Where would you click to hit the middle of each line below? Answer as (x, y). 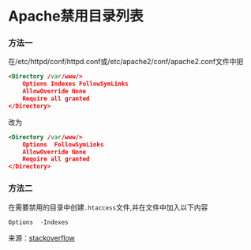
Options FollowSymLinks (63, 144)
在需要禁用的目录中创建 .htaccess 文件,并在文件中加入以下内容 (108, 207)
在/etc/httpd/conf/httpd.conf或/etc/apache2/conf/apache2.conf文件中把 (126, 62)
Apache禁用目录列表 (76, 16)
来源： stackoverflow (41, 237)
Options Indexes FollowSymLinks (75, 84)
